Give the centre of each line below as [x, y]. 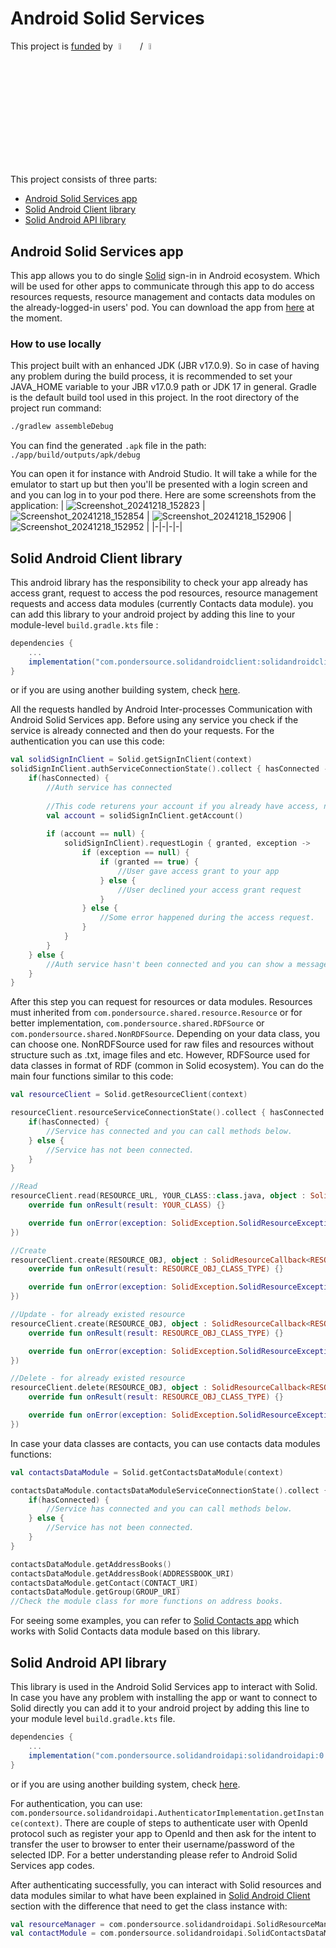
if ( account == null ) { [95, 834]
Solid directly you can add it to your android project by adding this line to [160, 1708]
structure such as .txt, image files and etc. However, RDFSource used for [160, 1055]
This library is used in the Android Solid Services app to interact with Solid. [164, 1687]
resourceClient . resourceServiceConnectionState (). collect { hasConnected [167, 1113]
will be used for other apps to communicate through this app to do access [162, 286]
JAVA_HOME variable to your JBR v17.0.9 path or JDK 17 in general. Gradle [163, 387]
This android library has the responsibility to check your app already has [159, 582]
